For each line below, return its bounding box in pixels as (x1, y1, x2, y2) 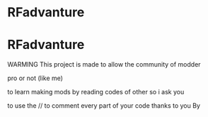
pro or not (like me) (7, 74, 64, 82)
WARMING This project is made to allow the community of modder (7, 60, 201, 69)
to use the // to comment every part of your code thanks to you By (7, 101, 200, 110)
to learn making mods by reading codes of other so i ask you (7, 88, 185, 96)
